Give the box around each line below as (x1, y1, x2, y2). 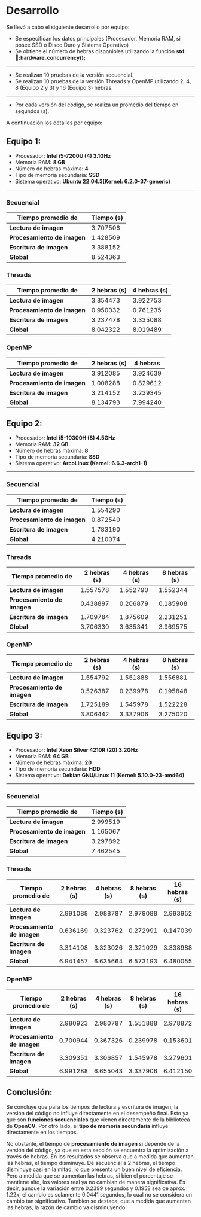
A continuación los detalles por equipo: (6, 119, 103, 126)
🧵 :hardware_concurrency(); (14, 54, 86, 61)
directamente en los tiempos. (6, 1128, 78, 1136)
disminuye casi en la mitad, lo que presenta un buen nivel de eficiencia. (6, 1166, 182, 1173)
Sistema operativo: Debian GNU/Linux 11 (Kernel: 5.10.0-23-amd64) (14, 772, 185, 779)
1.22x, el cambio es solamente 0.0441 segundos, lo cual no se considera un (6, 1191, 193, 1198)
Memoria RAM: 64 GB (14, 753, 69, 760)
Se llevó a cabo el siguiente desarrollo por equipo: (6, 23, 130, 30)
